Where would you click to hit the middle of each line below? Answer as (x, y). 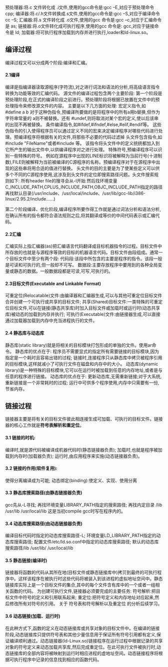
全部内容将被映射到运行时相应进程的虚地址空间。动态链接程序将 (92, 653)
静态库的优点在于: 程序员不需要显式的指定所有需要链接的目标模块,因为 (87, 351)
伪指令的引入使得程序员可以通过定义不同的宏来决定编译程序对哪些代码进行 (82, 131)
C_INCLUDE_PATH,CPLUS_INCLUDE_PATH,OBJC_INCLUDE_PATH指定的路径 (84, 187)
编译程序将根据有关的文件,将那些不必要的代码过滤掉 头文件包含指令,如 (90, 137)
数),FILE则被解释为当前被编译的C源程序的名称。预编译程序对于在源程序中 (80, 162)
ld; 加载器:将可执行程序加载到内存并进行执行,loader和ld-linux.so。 (83, 32)
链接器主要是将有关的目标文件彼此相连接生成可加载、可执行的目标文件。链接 (84, 419)
